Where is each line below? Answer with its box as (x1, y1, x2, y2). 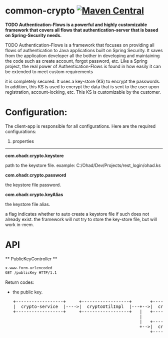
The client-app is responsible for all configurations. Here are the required (5, 123, 156, 129)
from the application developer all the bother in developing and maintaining (5, 53, 160, 59)
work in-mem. (5, 221, 34, 228)
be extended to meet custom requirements (5, 68, 93, 75)
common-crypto (5, 5, 75, 17)
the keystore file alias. (5, 201, 50, 207)
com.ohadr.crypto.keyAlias (5, 191, 63, 198)
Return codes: (5, 279, 34, 285)
